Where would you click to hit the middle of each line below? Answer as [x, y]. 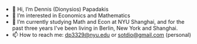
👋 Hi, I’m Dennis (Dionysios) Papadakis [60, 9]
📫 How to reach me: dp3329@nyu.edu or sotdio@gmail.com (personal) [102, 35]
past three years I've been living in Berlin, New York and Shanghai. [95, 28]
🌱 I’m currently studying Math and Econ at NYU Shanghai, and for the [98, 22]
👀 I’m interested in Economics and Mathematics [71, 15]
